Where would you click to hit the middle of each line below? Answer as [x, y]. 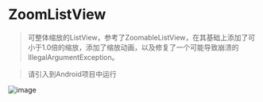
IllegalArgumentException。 [73, 57]
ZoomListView [57, 15]
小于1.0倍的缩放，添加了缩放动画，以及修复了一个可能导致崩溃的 [133, 47]
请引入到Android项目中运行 [72, 74]
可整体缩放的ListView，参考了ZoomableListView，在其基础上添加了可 [141, 37]
